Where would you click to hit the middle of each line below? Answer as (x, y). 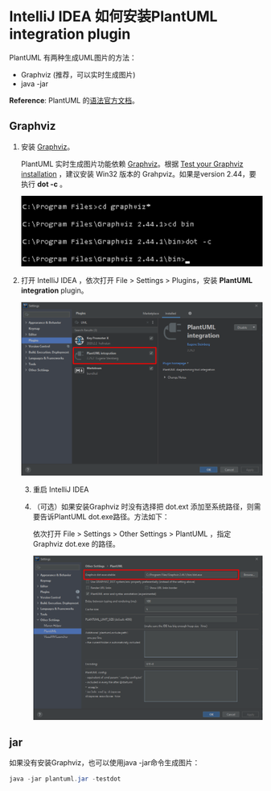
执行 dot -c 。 (44, 184)
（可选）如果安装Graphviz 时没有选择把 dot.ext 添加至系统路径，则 (143, 506)
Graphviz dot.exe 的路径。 (76, 543)
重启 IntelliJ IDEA (61, 489)
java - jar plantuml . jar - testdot (65, 779)
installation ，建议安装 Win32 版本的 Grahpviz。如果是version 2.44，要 (138, 173)
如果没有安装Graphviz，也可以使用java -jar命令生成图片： (105, 763)
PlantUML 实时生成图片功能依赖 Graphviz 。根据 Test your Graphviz (132, 164)
